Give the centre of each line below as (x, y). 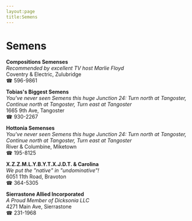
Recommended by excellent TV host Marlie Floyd (65, 68)
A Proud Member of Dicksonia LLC (48, 201)
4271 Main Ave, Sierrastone (39, 207)
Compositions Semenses (37, 62)
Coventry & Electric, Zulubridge (44, 74)
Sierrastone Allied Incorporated (45, 194)
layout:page (20, 11)
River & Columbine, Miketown (41, 147)
